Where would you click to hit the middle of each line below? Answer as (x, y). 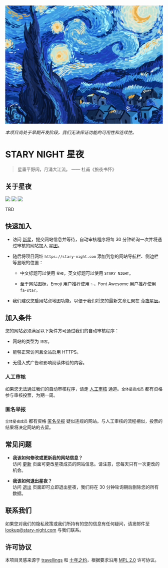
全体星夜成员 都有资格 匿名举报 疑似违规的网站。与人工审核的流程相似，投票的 (84, 421)
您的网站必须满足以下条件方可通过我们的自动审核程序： (62, 331)
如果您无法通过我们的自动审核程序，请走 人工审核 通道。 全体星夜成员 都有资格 (84, 389)
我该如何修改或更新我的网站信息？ (47, 457)
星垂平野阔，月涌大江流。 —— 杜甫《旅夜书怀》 (67, 169)
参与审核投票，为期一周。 (31, 395)
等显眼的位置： (28, 262)
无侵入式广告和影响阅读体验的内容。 (50, 363)
